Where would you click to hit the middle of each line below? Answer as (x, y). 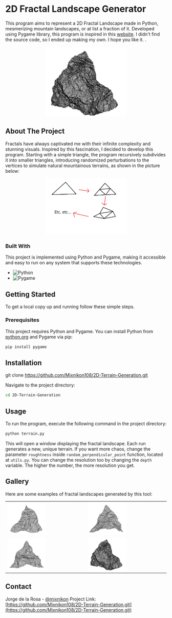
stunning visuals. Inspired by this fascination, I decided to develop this (79, 149)
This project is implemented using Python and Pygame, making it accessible (85, 257)
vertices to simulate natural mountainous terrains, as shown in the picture (83, 166)
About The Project (35, 131)
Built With (18, 246)
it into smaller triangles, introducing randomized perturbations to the (77, 160)
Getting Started (30, 294)
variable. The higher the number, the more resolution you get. (70, 465)
